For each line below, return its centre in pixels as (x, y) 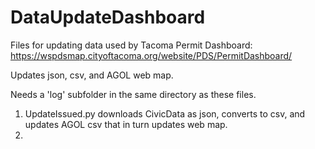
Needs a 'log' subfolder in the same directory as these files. (133, 94)
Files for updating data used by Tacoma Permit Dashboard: (131, 45)
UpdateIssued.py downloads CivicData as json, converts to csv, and (165, 113)
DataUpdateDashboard (108, 17)
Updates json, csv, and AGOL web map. (92, 75)
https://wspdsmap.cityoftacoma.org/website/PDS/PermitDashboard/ (151, 55)
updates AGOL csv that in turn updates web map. (126, 124)
